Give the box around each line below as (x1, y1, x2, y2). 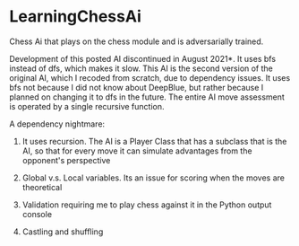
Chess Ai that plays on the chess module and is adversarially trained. (9, 36, 264, 47)
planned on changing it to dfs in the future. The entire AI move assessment (9, 92, 285, 102)
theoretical (21, 181, 63, 192)
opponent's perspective (21, 154, 111, 165)
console (21, 208, 52, 219)
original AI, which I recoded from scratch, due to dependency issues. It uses (9, 72, 291, 83)
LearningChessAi (9, 6, 141, 27)
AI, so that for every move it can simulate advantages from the (21, 145, 252, 156)
